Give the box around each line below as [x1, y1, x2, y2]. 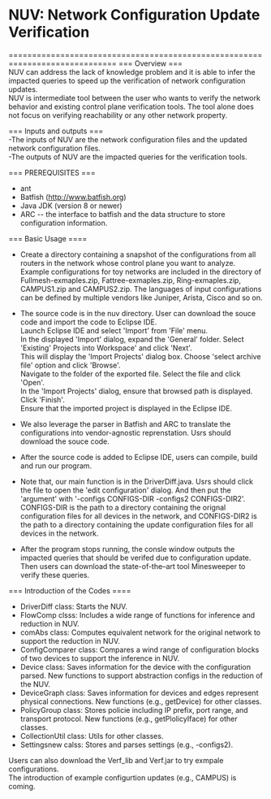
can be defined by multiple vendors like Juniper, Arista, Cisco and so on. [19, 293, 263, 302]
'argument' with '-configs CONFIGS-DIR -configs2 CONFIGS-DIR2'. [19, 493, 246, 503]
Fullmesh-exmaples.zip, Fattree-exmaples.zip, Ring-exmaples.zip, [19, 275, 242, 285]
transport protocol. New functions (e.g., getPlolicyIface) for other [19, 714, 238, 723]
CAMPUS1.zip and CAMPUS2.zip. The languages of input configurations [19, 284, 262, 293]
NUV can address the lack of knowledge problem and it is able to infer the [8, 67, 256, 76]
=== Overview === [118, 59, 183, 68]
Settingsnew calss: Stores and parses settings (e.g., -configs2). [19, 740, 234, 749]
